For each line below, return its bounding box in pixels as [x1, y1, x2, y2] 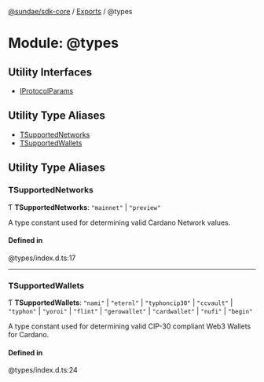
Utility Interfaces [8, 65, 93, 79]
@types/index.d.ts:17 [8, 253, 76, 263]
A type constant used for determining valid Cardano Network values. [8, 218, 231, 227]
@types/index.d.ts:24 [8, 365, 79, 375]
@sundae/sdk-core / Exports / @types [8, 7, 133, 16]
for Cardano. [8, 330, 49, 339]
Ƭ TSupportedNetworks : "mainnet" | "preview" [8, 202, 161, 211]
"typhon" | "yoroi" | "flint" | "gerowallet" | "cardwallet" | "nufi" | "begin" [8, 307, 253, 315]
